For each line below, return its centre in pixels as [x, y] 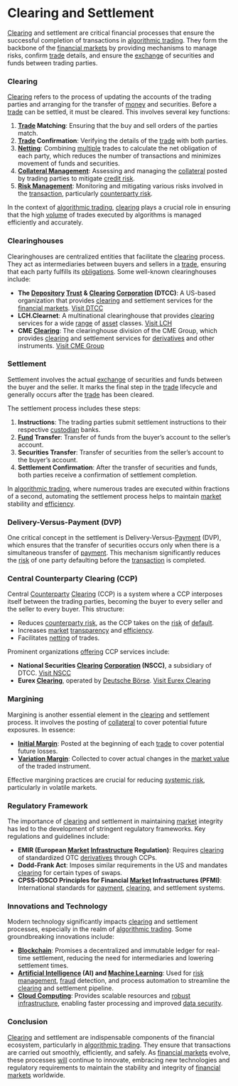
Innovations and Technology [58, 906]
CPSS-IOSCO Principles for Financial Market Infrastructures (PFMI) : [120, 880]
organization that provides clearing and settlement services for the [115, 300]
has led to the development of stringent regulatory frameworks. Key [107, 829]
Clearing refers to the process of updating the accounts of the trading [109, 97]
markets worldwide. [36, 1075]
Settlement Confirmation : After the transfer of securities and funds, [118, 467]
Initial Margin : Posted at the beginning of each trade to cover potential [121, 743]
